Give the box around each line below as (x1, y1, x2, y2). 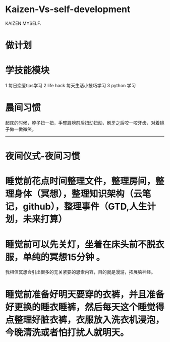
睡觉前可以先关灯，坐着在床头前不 (5, 239, 147, 250)
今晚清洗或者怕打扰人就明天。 (5, 327, 130, 338)
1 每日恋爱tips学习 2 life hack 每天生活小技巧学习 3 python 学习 (5, 83, 136, 89)
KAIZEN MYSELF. (5, 20, 41, 26)
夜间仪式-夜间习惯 (5, 150, 81, 162)
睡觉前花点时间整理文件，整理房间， (5, 176, 156, 187)
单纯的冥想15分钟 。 (23, 251, 105, 263)
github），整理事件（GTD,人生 (23, 201, 147, 212)
